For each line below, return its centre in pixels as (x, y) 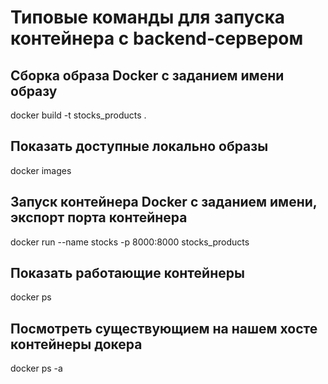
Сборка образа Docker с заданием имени (147, 75)
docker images (41, 170)
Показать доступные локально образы (139, 146)
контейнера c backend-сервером (157, 38)
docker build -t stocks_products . (78, 115)
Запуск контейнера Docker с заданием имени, (164, 202)
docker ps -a (36, 368)
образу (34, 91)
